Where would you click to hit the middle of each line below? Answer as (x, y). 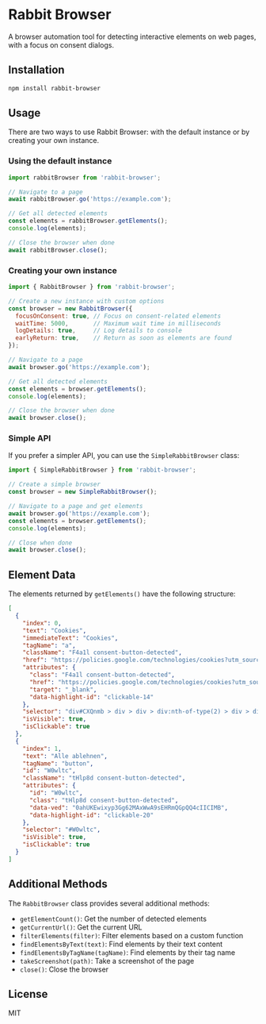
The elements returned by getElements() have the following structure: (122, 594)
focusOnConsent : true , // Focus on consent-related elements (118, 316)
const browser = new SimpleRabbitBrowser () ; (83, 492)
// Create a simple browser (55, 485)
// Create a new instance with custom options (86, 301)
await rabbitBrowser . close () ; (58, 250)
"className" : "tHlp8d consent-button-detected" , (104, 778)
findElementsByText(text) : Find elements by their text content (121, 944)
